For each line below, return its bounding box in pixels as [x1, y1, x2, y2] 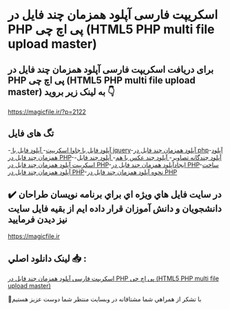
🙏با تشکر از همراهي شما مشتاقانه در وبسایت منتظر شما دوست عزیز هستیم [8, 295, 202, 303]
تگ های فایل [8, 127, 54, 139]
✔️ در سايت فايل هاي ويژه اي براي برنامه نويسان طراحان [8, 189, 222, 200]
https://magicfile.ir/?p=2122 [8, 107, 87, 116]
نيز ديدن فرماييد [8, 214, 67, 225]
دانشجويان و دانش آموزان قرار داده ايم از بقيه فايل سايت [8, 203, 222, 215]
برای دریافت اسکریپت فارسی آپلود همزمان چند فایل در [8, 63, 214, 75]
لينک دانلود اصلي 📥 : [8, 253, 87, 265]
